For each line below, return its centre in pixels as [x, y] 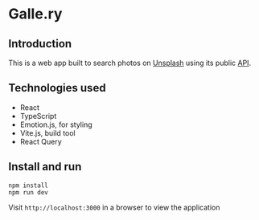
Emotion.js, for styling [56, 124]
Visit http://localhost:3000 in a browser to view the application [114, 207]
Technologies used [57, 88]
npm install [28, 185]
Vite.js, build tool [48, 132]
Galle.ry [35, 14]
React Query [41, 141]
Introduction [40, 44]
